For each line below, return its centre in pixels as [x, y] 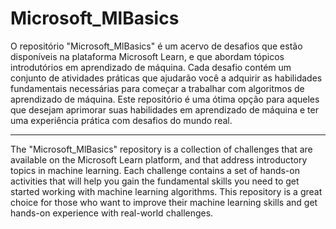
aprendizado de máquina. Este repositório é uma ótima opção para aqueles [165, 99]
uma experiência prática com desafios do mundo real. [121, 120]
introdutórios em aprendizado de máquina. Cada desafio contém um [151, 67]
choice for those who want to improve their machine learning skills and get [164, 202]
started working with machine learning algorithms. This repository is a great [166, 191]
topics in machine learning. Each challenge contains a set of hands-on [155, 170]
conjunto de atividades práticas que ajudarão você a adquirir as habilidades [166, 78]
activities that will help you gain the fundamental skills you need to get [155, 181]
